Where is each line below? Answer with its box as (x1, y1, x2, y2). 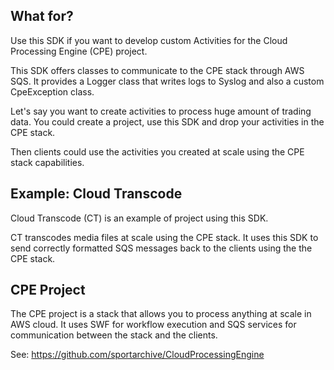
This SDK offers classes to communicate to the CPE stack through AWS (10, 64, 305, 76)
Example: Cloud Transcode (10, 185, 183, 203)
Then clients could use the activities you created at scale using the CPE (10, 145, 305, 158)
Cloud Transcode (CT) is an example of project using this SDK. (10, 212, 269, 224)
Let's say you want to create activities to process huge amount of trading (10, 105, 312, 117)
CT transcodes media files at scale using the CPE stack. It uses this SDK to (10, 231, 319, 243)
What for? (10, 8, 74, 25)
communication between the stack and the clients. (10, 329, 218, 341)
